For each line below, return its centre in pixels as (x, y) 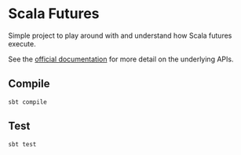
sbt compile (27, 102)
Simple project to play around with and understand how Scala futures (120, 35)
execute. (22, 43)
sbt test (22, 144)
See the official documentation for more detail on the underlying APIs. (121, 59)
